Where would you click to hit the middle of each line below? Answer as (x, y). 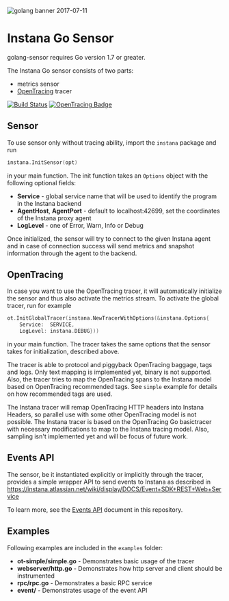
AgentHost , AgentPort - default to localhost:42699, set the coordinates (118, 211)
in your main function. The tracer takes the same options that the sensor (109, 344)
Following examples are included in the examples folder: (85, 547)
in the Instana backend (49, 203)
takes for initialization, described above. (63, 352)
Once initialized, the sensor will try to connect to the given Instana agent (109, 238)
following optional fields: (42, 182)
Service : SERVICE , (47, 325)
